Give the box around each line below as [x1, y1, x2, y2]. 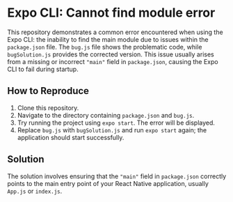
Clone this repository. [17, 103, 79, 112]
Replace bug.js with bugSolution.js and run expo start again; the [17, 125, 207, 134]
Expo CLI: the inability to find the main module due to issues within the [7, 35, 209, 43]
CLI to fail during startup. [7, 65, 79, 73]
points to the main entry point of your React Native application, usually [7, 179, 209, 187]
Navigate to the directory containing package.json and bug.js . [17, 111, 195, 119]
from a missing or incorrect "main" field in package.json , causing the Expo [7, 57, 218, 65]
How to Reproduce [7, 85, 89, 97]
